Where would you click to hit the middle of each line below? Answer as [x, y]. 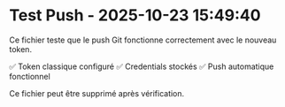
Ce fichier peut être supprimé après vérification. [97, 93]
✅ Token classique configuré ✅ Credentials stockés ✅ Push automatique [142, 66]
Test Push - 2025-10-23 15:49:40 [135, 15]
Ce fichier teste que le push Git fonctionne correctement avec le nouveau [143, 40]
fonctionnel [30, 76]
